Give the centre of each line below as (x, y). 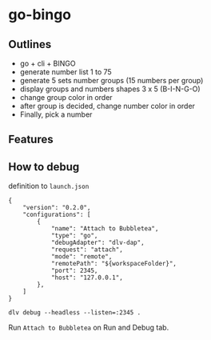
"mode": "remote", (82, 257)
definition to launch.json (49, 186)
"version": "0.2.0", (57, 208)
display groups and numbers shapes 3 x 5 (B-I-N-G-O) (110, 89)
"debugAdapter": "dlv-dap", (98, 243)
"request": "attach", (87, 250)
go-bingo (40, 15)
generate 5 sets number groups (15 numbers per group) (111, 80)
